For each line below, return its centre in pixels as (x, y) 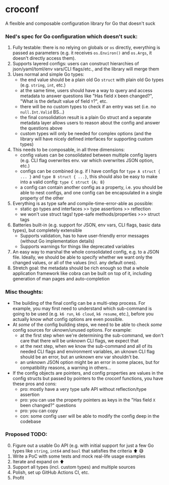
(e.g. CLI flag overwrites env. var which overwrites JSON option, (87, 160)
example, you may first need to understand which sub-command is (82, 308)
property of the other (42, 198)
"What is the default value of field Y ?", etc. (64, 101)
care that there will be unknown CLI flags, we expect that (79, 341)
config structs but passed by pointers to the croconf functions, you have (88, 378)
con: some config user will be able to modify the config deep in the (90, 416)
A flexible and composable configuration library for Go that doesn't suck (80, 23)
